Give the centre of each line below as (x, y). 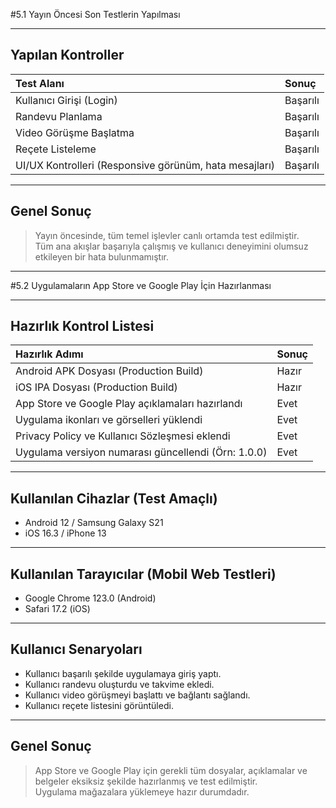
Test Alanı (40, 83)
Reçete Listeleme (56, 149)
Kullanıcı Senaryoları (76, 649)
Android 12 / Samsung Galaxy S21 (94, 523)
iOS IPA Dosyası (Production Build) (96, 387)
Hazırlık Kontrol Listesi (82, 326)
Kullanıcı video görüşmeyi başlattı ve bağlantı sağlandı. (137, 695)
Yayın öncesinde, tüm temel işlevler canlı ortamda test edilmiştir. (167, 235)
